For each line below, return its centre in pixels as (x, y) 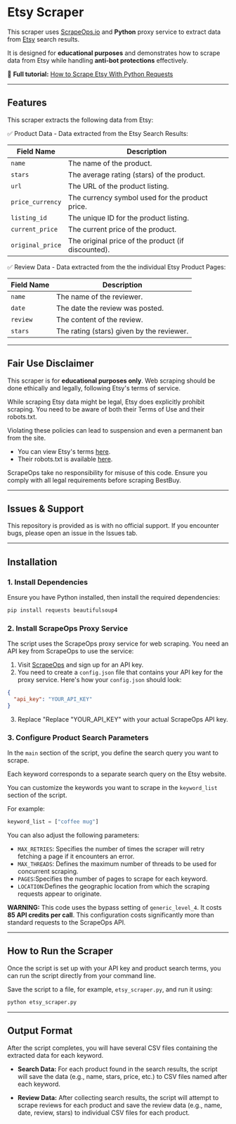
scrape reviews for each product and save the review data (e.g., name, (120, 1105)
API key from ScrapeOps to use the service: (71, 651)
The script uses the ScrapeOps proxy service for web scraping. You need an (118, 644)
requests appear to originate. (59, 894)
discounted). (89, 249)
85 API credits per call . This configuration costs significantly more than (111, 915)
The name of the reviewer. (99, 297)
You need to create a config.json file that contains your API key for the (120, 672)
